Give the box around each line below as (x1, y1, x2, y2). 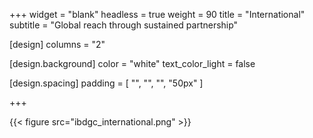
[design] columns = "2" (9, 39, 106, 50)
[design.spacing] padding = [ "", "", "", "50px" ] (9, 77, 204, 89)
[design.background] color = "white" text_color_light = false (9, 58, 256, 69)
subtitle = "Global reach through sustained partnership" (9, 19, 239, 31)
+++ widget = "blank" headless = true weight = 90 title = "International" (9, 9, 306, 20)
